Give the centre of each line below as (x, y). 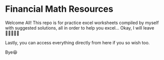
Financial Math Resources (59, 9)
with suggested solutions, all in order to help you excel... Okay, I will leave (80, 28)
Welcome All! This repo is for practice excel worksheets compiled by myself (82, 23)
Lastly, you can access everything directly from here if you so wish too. (78, 42)
